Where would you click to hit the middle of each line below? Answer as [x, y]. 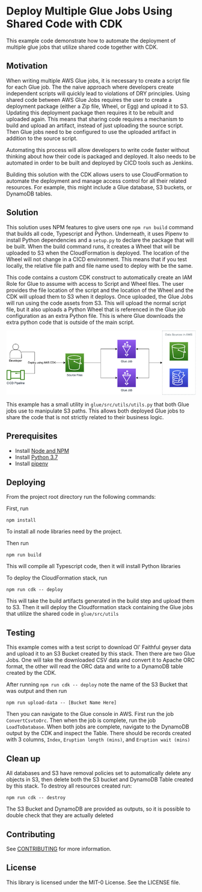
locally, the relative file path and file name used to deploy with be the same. [100, 265]
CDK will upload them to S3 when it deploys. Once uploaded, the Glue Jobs [100, 296]
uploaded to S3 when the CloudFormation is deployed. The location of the [98, 253]
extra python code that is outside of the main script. [70, 322]
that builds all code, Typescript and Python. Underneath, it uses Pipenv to [97, 233]
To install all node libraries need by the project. [64, 531]
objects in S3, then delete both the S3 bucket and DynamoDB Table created [100, 780]
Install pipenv [32, 463]
